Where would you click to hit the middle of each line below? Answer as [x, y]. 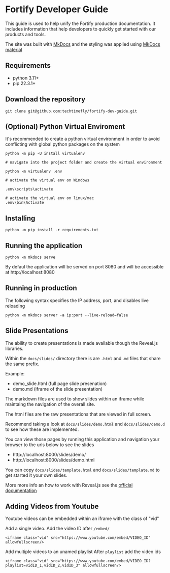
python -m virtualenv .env [34, 172]
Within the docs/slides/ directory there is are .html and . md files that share [83, 358]
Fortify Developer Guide [57, 9]
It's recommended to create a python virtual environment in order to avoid [82, 139]
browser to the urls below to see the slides [50, 445]
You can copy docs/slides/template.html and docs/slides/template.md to [82, 470]
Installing [20, 218]
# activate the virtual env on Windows [47, 180]
